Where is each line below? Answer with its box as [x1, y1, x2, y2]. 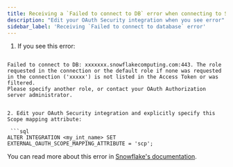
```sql [10, 128, 30, 135]
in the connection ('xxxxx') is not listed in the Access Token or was [7, 73, 218, 80]
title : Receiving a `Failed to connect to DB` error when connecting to [7, 10, 222, 17]
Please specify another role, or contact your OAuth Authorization [7, 86, 207, 93]
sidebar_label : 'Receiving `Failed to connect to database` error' [7, 23, 207, 30]
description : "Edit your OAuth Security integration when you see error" [7, 17, 225, 24]
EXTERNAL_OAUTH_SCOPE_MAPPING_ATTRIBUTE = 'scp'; [7, 140, 154, 148]
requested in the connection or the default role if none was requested [7, 67, 222, 75]
